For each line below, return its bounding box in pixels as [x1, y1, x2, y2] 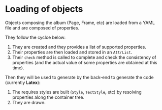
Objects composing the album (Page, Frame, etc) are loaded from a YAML [5, 20, 155, 26]
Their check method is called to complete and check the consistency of [12, 54, 157, 60]
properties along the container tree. [12, 94, 85, 100]
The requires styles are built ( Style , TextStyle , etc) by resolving [12, 89, 142, 95]
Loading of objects [5, 3, 83, 15]
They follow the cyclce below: [5, 34, 66, 40]
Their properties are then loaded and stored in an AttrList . [12, 49, 132, 55]
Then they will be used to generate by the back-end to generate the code [5, 74, 154, 80]
